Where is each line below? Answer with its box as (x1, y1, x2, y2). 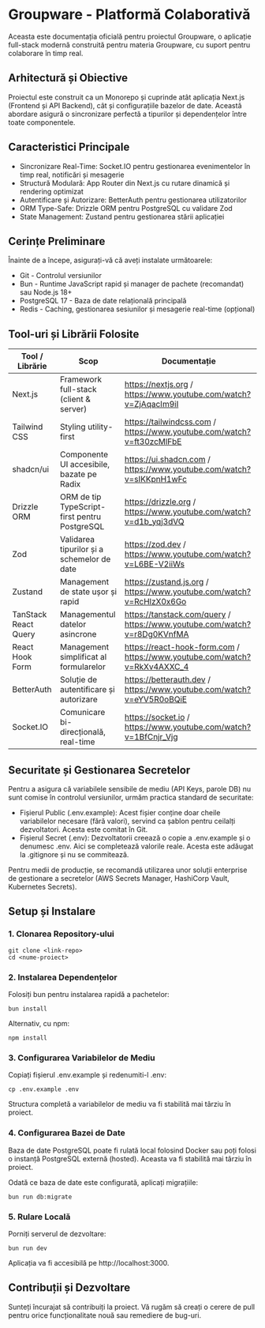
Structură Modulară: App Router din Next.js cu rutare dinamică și (19, 178, 230, 187)
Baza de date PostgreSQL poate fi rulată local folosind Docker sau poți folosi (8, 1146, 256, 1155)
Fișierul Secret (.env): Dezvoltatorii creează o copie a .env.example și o (19, 833, 251, 842)
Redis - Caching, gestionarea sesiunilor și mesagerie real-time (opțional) (19, 304, 256, 314)
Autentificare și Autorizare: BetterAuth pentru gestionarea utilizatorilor (19, 195, 247, 205)
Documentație (161, 356, 216, 367)
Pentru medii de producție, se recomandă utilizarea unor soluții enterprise (8, 865, 248, 875)
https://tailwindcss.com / (125, 416, 217, 427)
